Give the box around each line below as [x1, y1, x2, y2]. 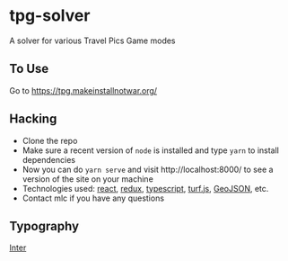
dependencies [22, 154, 76, 165]
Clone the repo [22, 135, 78, 146]
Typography [9, 218, 79, 234]
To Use [9, 61, 49, 76]
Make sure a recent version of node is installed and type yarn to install [22, 145, 280, 156]
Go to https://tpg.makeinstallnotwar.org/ [9, 85, 158, 95]
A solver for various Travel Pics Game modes [9, 35, 177, 46]
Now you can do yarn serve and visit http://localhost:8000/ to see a [22, 164, 274, 175]
